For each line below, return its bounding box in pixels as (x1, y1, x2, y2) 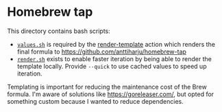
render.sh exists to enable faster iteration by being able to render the (16, 54, 212, 63)
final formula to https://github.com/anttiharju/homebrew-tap (16, 47, 187, 56)
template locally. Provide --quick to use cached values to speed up (16, 62, 207, 70)
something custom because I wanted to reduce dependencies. (7, 97, 184, 105)
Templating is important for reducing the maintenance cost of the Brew (7, 82, 207, 91)
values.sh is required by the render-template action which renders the (16, 40, 216, 48)
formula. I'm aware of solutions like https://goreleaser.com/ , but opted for (7, 90, 214, 98)
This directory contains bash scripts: (7, 27, 111, 35)
